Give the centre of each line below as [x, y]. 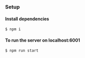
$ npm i [13, 29]
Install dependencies [27, 19]
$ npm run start [22, 51]
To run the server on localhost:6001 [42, 40]
